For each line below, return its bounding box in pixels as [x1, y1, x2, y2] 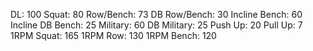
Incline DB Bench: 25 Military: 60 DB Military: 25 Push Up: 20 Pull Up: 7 [10, 19, 303, 31]
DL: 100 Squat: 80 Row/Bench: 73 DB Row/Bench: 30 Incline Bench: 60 [10, 9, 303, 20]
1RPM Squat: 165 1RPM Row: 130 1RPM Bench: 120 [10, 30, 217, 41]
